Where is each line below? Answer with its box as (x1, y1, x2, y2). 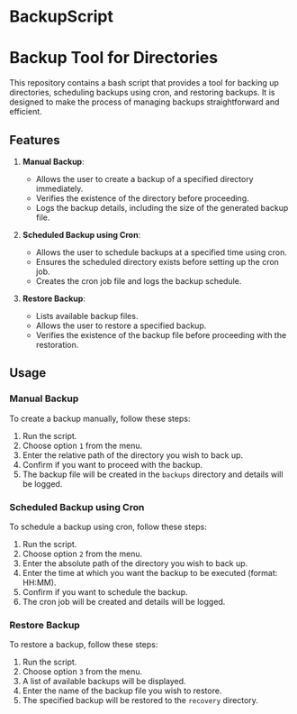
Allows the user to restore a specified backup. (35, 320, 207, 331)
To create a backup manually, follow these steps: (9, 413, 191, 424)
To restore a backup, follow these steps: (9, 639, 158, 650)
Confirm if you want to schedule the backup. (22, 586, 188, 597)
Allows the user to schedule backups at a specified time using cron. (35, 246, 288, 258)
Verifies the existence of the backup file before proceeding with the (35, 329, 287, 340)
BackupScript (9, 6, 114, 27)
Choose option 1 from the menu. (22, 440, 143, 451)
